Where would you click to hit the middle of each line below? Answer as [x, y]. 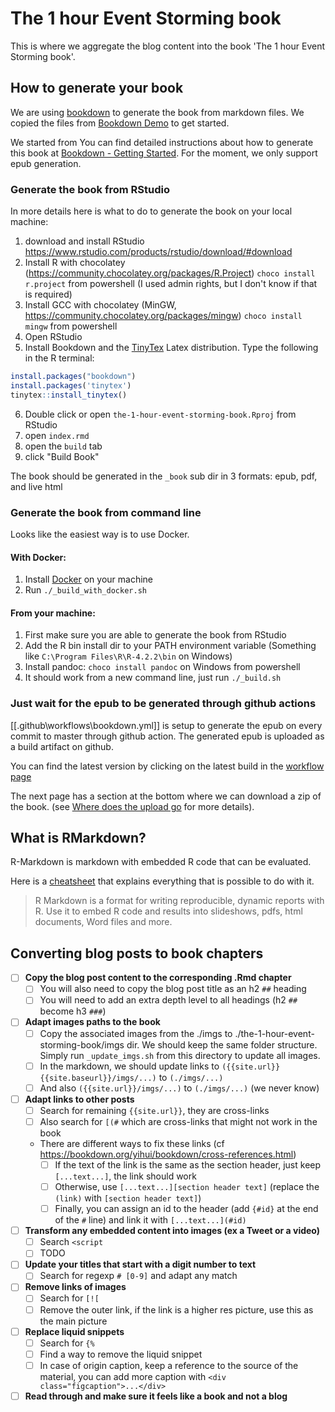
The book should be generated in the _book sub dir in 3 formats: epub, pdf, [164, 476]
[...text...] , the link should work [125, 1176]
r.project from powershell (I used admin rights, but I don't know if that [171, 284]
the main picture [73, 1321]
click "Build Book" [62, 456]
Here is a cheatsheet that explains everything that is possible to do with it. [162, 881]
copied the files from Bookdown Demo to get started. [120, 123]
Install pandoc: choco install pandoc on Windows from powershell [162, 667]
